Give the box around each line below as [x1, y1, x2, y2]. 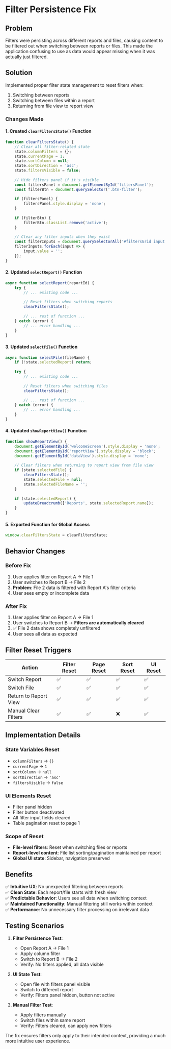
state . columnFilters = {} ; [14, 149, 72, 154]
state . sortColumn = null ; [14, 158, 70, 164]
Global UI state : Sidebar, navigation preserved [12, 855, 110, 861]
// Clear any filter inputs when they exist [14, 234, 110, 239]
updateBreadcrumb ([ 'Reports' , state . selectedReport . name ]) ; [23, 501, 154, 506]
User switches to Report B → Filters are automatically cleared [12, 620, 144, 626]
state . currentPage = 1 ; [14, 154, 65, 159]
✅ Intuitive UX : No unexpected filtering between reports [5, 884, 124, 890]
